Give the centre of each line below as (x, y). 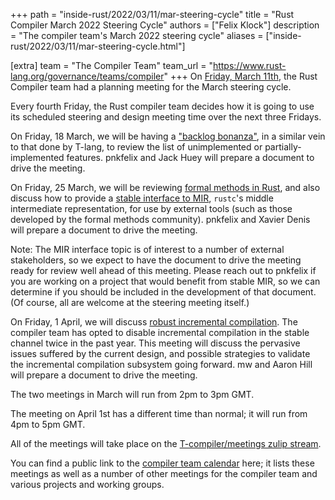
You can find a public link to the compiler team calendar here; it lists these (162, 463)
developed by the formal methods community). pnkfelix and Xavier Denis (160, 219)
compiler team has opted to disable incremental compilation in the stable (160, 332)
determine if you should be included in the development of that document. (163, 292)
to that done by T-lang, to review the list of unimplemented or (136, 147)
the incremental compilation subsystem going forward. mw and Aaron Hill (161, 364)
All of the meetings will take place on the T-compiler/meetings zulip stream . (166, 443)
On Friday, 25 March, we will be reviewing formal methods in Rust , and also (165, 187)
